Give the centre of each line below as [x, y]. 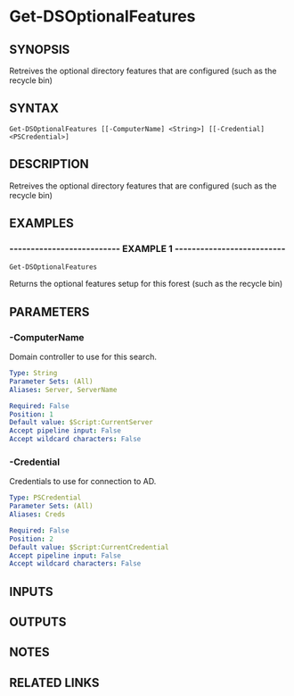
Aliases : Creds [37, 515]
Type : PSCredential [45, 498]
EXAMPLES [41, 224]
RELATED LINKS [54, 682]
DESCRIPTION [49, 164]
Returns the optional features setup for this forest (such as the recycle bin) [146, 284]
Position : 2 [31, 539]
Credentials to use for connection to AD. [83, 482]
